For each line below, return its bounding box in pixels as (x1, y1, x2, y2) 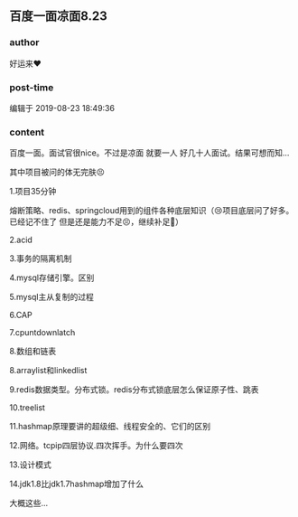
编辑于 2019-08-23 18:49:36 (9, 102, 116, 113)
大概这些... (9, 498, 49, 509)
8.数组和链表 (9, 346, 57, 357)
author (9, 36, 40, 49)
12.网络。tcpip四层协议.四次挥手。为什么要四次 (9, 440, 183, 451)
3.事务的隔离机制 (9, 253, 72, 264)
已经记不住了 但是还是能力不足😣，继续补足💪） (9, 216, 183, 228)
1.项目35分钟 (9, 186, 57, 197)
